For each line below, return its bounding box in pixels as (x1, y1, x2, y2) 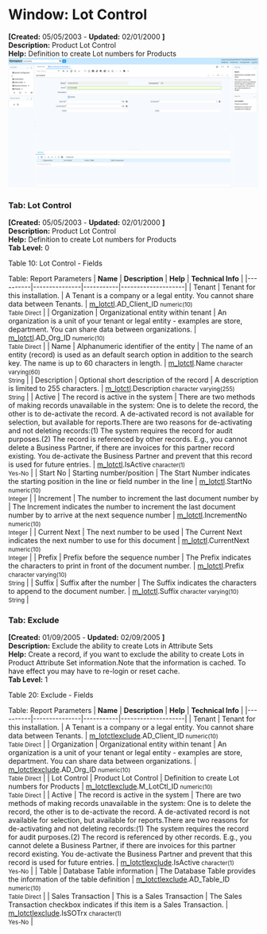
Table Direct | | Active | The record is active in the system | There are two (8, 790, 242, 800)
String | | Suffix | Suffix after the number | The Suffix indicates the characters (8, 578, 257, 587)
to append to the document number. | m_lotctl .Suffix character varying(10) (8, 587, 239, 596)
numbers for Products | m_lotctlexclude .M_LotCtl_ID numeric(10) (8, 781, 213, 792)
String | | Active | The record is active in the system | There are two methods (8, 392, 256, 402)
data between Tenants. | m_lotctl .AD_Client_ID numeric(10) (8, 300, 193, 309)
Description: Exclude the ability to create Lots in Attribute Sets (8, 641, 213, 651)
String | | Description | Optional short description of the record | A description (8, 375, 259, 385)
